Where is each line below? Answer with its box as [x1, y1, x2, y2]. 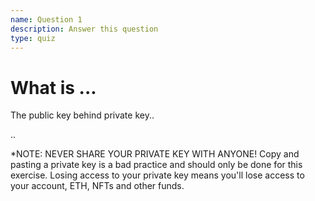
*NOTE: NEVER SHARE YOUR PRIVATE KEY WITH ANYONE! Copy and [10, 148, 300, 160]
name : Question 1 [10, 14, 83, 25]
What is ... [10, 76, 97, 99]
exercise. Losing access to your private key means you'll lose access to [10, 169, 305, 181]
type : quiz [10, 33, 56, 43]
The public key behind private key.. [10, 109, 155, 121]
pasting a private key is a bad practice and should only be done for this [10, 159, 303, 171]
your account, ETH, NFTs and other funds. [10, 180, 185, 192]
